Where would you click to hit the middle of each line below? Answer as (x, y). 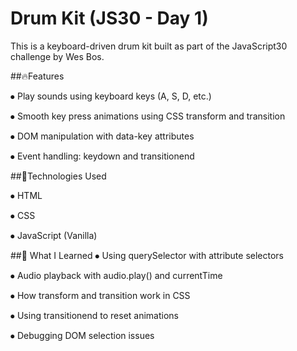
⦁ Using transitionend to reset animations (94, 315)
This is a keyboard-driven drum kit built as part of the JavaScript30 (149, 46)
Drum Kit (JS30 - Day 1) (109, 18)
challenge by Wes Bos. (57, 56)
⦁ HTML (26, 195)
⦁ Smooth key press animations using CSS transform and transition (148, 116)
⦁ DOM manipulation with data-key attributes (102, 136)
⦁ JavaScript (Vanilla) (54, 235)
